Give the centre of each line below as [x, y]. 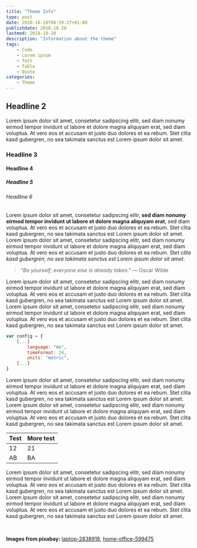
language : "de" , [47, 347]
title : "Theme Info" [31, 11]
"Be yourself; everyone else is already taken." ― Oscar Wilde [94, 270]
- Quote [26, 72]
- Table [26, 66]
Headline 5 [20, 182]
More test [41, 439]
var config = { [25, 336]
